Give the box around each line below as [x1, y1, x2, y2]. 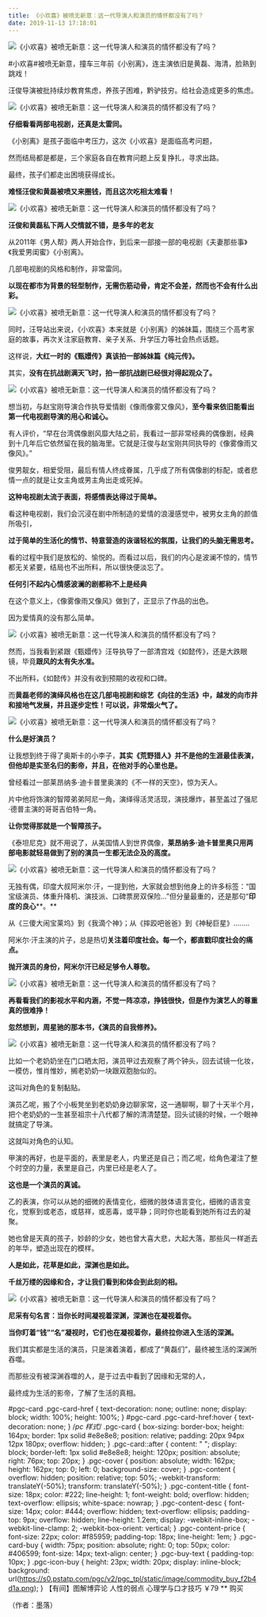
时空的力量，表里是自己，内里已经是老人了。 [14, 1163, 161, 1172]
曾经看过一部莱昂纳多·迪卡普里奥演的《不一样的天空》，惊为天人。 [8, 777, 222, 787]
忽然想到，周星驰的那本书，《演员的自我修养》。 [8, 1022, 161, 1032]
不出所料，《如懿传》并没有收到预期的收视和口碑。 [8, 673, 172, 683]
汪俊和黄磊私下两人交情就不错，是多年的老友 [8, 220, 154, 230]
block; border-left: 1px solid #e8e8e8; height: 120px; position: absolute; [8, 1447, 241, 1457]
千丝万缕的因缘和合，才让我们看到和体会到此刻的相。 [8, 1277, 182, 1286]
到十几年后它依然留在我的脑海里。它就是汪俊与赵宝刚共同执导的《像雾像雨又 [8, 438, 258, 448]
